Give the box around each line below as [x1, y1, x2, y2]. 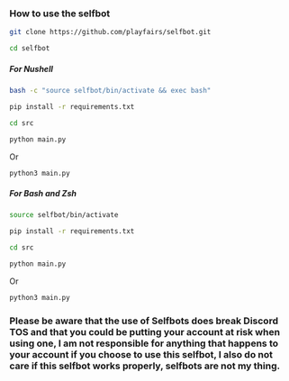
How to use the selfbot [9, 7, 111, 20]
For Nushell [9, 63, 54, 74]
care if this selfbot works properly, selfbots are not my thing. [9, 359, 281, 372]
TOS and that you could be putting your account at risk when [9, 325, 281, 338]
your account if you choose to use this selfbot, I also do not [9, 348, 273, 360]
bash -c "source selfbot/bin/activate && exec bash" [9, 86, 212, 95]
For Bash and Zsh [9, 187, 77, 198]
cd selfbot [9, 44, 50, 53]
